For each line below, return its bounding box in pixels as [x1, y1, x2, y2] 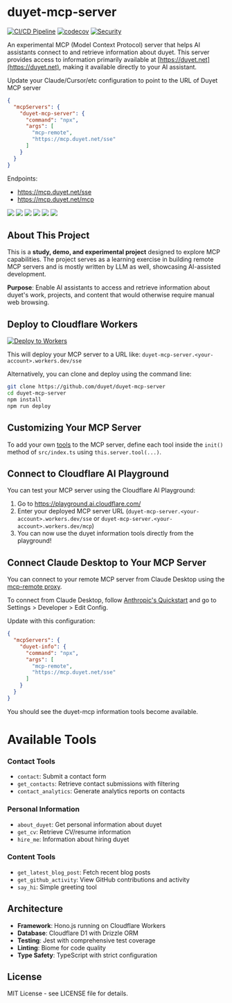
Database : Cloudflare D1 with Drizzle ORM [17, 929, 139, 937]
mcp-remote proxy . [7, 583, 62, 591]
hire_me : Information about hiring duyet [17, 835, 130, 843]
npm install [7, 396, 42, 403]
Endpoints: [7, 174, 38, 183]
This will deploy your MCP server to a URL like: [7, 350, 141, 358]
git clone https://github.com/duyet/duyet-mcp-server [7, 383, 166, 390]
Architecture [7, 903, 64, 915]
